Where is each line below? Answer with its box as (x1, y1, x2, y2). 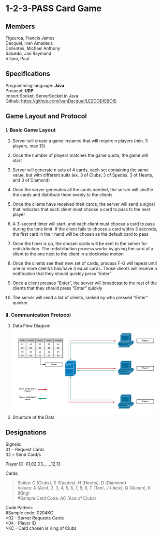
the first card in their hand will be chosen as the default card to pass (12, 231, 149, 237)
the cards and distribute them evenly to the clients (12, 192, 113, 197)
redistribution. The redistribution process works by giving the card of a (12, 245, 154, 251)
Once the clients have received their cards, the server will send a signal (12, 201, 155, 207)
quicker (12, 299, 28, 306)
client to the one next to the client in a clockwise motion (12, 251, 124, 257)
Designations (5, 428, 46, 437)
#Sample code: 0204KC (5, 510, 54, 516)
